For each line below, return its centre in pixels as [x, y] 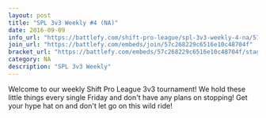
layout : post [30, 15]
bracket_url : [30, 52]
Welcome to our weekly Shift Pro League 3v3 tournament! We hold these [127, 89]
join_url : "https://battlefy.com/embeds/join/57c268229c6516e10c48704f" [131, 45]
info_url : [25, 37]
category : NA [30, 60]
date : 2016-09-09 [37, 30]
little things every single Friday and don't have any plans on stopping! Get [128, 97]
